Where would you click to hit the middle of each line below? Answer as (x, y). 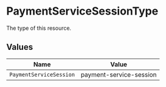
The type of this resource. (39, 28)
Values (20, 47)
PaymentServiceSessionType (82, 11)
